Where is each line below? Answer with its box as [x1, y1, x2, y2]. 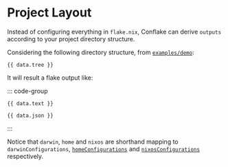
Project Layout [7, 5, 92, 21]
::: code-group [7, 87, 48, 95]
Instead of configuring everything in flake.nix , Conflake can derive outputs [7, 27, 222, 36]
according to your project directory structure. [7, 34, 135, 43]
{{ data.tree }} [7, 61, 54, 68]
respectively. [7, 152, 43, 160]
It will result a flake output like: [7, 74, 93, 82]
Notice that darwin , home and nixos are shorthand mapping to [7, 137, 179, 146]
